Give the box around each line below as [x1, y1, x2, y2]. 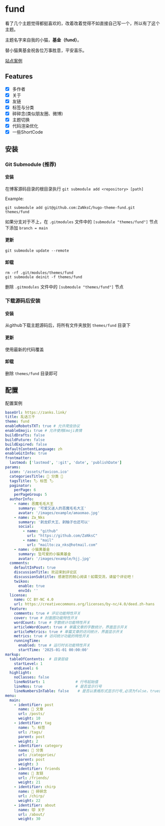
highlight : [9, 670, 32, 675]
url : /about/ [18, 812, 45, 817]
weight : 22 [18, 798, 41, 803]
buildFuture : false [5, 437, 45, 442]
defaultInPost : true [14, 565, 56, 570]
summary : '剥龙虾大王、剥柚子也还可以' [18, 519, 90, 524]
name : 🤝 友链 [18, 770, 44, 776]
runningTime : [14, 638, 41, 643]
